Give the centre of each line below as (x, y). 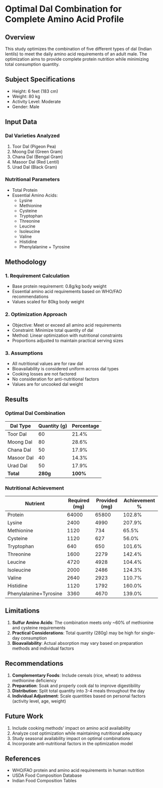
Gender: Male (26, 107)
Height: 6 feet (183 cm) (35, 91)
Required (79, 501)
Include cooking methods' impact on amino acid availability (71, 728)
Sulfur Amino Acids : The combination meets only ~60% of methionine (83, 623)
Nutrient (35, 504)
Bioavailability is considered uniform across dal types (65, 369)
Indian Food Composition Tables (44, 781)
